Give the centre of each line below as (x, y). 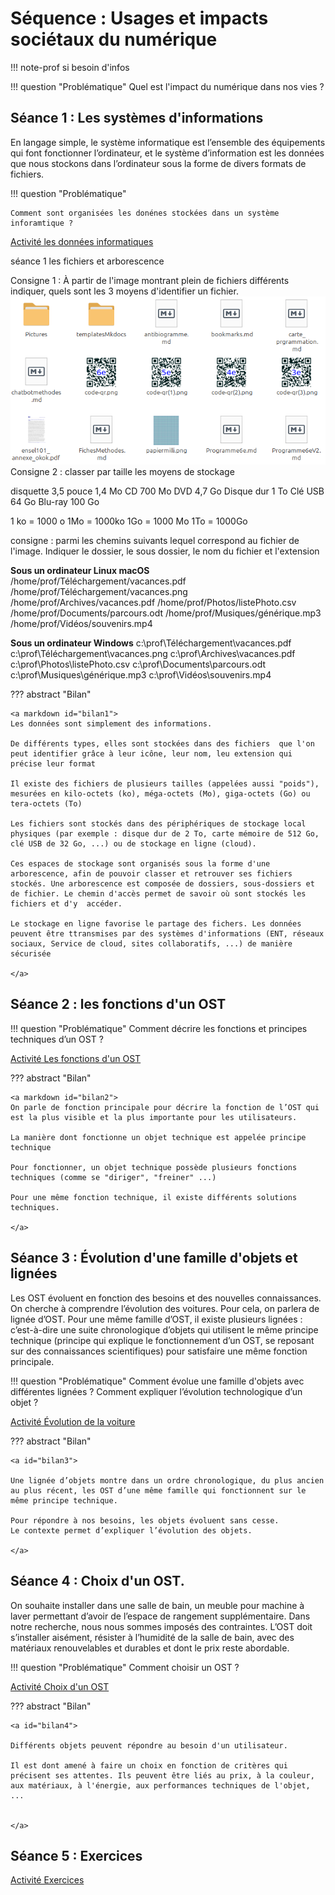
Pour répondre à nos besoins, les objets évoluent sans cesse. (145, 1520)
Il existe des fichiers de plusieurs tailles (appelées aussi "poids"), (165, 784)
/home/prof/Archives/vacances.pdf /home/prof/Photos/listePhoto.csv (153, 603)
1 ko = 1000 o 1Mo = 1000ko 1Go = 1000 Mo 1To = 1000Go (129, 521)
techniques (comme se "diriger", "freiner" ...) (113, 1177)
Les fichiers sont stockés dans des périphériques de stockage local (158, 824)
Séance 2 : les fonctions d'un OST (118, 1004)
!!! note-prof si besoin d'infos (70, 67)
